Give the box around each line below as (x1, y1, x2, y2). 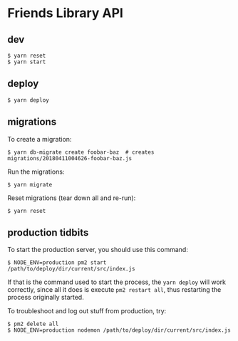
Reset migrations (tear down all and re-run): (7, 194, 136, 202)
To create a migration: (7, 135, 72, 143)
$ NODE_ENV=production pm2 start (7, 259, 107, 266)
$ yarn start (7, 58, 46, 65)
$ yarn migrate (7, 181, 53, 188)
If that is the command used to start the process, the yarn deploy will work (7, 278, 227, 286)
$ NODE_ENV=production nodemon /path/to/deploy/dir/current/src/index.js (7, 327, 232, 334)
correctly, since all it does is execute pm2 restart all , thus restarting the (7, 285, 222, 294)
